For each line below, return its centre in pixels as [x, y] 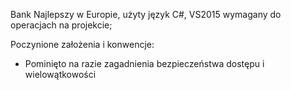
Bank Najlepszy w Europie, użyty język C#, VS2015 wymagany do [146, 14]
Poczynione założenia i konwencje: [82, 44]
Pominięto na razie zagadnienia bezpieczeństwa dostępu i [144, 63]
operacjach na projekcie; [61, 25]
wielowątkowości [60, 74]
